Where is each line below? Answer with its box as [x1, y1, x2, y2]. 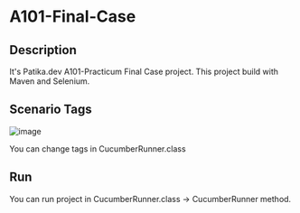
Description [9, 42, 77, 58]
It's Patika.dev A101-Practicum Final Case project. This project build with [9, 66, 278, 77]
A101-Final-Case [9, 6, 136, 27]
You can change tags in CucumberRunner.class [9, 143, 187, 154]
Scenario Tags [9, 102, 92, 117]
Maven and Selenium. [9, 76, 90, 87]
